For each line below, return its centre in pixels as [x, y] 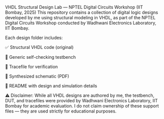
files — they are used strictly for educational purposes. [61, 111]
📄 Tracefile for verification [32, 67]
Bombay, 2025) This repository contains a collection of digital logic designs [82, 12]
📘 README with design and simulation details [51, 86]
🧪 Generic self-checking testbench [41, 57]
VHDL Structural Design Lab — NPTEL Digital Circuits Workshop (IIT [74, 7]
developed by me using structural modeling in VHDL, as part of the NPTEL [81, 18]
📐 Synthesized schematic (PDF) [37, 76]
